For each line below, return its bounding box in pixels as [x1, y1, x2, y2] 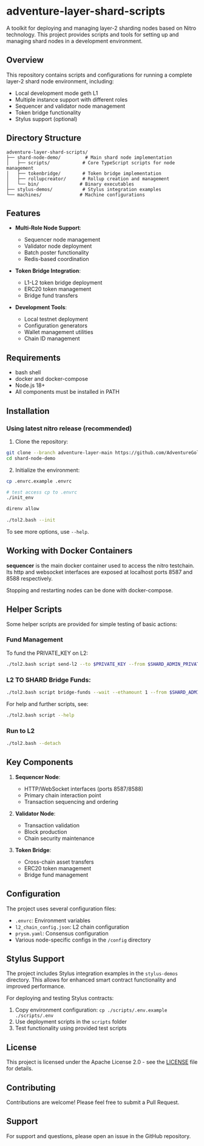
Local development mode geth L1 [15, 89, 98, 97]
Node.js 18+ [15, 382, 46, 389]
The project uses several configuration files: [6, 905, 117, 912]
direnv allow [6, 506, 39, 512]
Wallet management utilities [24, 329, 93, 336]
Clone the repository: [15, 438, 69, 445]
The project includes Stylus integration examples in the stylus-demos [6, 970, 178, 977]
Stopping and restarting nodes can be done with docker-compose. [6, 586, 173, 594]
